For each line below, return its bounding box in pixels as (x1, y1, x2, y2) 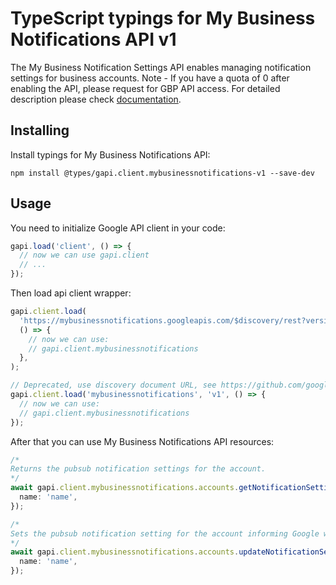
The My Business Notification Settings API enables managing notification (10, 61, 312, 73)
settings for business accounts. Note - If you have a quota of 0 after (10, 72, 290, 84)
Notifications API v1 (10, 28, 177, 51)
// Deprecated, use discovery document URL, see (10, 380, 217, 391)
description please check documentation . (10, 93, 182, 105)
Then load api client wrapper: (10, 287, 132, 299)
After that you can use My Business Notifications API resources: (10, 435, 275, 447)
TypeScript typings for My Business (10, 7, 316, 30)
